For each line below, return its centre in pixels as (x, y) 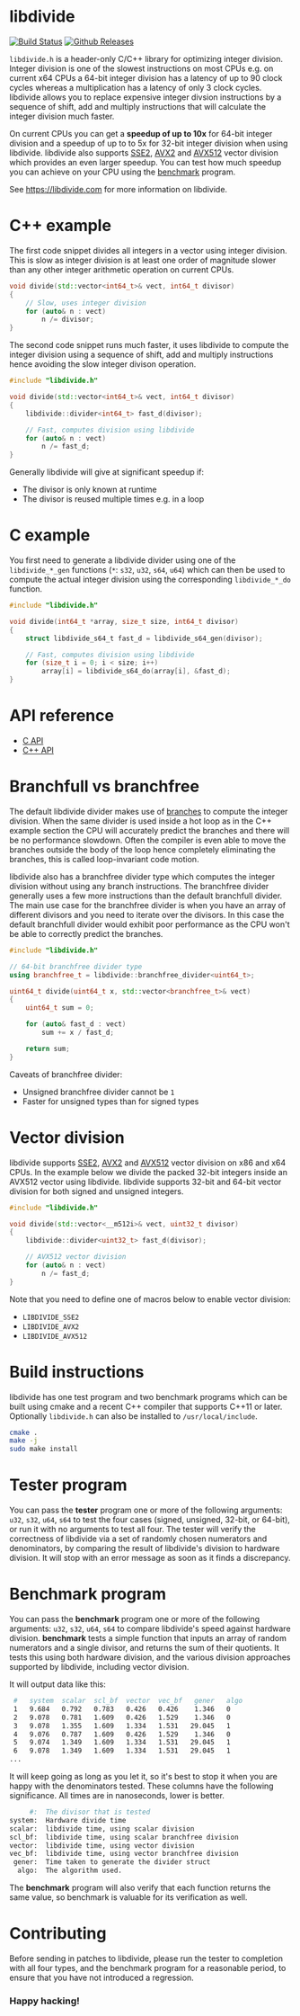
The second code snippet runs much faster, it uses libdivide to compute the (149, 345)
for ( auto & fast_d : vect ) (76, 1024)
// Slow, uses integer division (86, 303)
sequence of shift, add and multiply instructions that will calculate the (138, 106)
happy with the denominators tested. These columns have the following (141, 1786)
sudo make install (44, 1450)
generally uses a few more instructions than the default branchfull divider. (146, 896)
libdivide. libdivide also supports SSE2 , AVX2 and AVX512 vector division (144, 152)
